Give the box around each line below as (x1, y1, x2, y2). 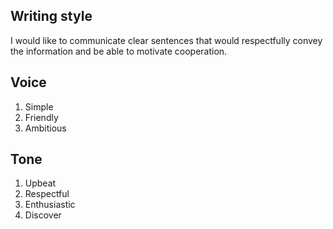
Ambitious (24, 122, 67, 134)
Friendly (24, 111, 59, 123)
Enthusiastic (24, 199, 76, 211)
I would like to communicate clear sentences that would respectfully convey (10, 34, 323, 46)
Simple (24, 100, 54, 113)
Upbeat (24, 177, 57, 189)
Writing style (10, 8, 93, 25)
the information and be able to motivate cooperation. (10, 45, 228, 57)
